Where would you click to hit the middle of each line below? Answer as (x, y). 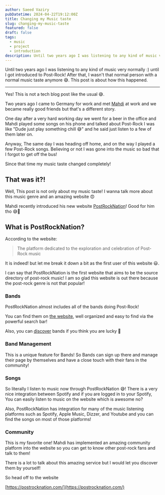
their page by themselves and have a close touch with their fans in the (76, 360)
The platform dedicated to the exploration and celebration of (78, 248)
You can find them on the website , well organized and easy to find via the (79, 316)
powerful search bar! (26, 322)
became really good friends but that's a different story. (60, 109)
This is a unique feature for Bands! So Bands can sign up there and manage (82, 355)
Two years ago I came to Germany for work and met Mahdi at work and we (81, 104)
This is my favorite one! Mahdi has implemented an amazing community (78, 443)
